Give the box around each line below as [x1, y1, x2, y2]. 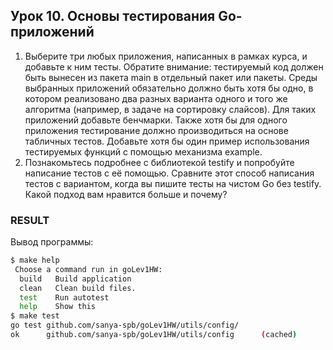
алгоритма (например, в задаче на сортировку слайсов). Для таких [24, 103, 317, 115]
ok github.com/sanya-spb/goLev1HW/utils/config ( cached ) [10, 330, 298, 340]
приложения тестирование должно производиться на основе [24, 124, 289, 136]
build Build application [19, 274, 132, 284]
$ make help [10, 255, 60, 266]
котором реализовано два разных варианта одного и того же [24, 92, 288, 104]
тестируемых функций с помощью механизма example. [24, 145, 263, 158]
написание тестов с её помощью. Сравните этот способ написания [24, 167, 315, 179]
